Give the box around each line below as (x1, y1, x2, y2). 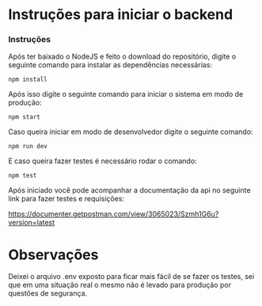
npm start (8, 113, 41, 121)
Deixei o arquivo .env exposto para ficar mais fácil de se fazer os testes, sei (8, 272, 255, 281)
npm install (8, 75, 47, 84)
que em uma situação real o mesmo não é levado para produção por (8, 280, 232, 290)
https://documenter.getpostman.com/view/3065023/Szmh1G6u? (8, 209, 219, 219)
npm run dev (8, 143, 47, 151)
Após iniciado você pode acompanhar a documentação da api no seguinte (8, 186, 251, 195)
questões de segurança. (8, 289, 88, 298)
